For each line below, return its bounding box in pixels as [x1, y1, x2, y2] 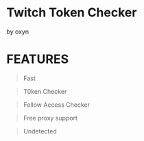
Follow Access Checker [23, 101, 91, 109]
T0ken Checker [23, 87, 67, 95]
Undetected [23, 127, 58, 135]
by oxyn [6, 27, 29, 36]
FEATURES [6, 51, 69, 67]
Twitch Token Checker [6, 5, 137, 21]
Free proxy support [23, 114, 78, 122]
